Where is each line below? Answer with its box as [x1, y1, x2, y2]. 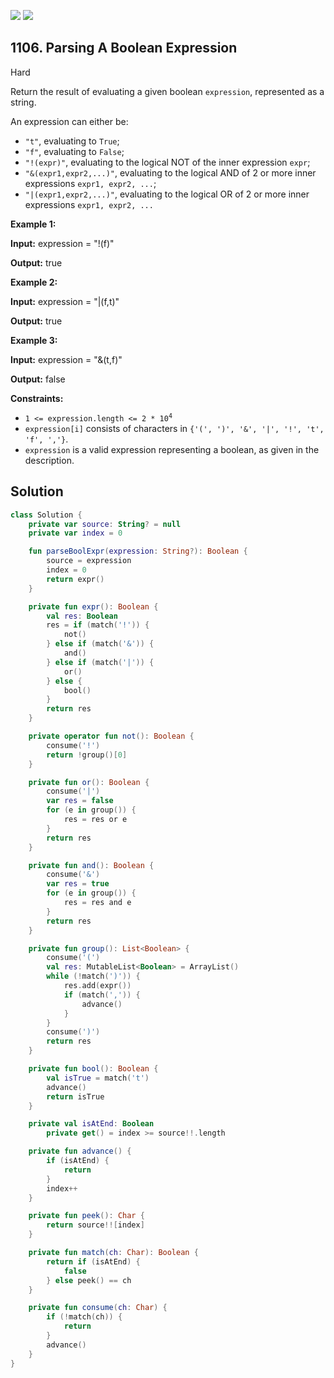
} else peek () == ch [46, 1275, 132, 1285]
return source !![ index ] [46, 1220, 145, 1230]
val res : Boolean [46, 611, 118, 621]
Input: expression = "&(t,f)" [10, 353, 123, 365]
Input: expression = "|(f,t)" [10, 295, 120, 307]
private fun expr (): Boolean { [28, 601, 159, 612]
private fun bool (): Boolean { [28, 1064, 159, 1074]
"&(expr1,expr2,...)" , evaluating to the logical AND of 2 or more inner [24, 166, 317, 179]
